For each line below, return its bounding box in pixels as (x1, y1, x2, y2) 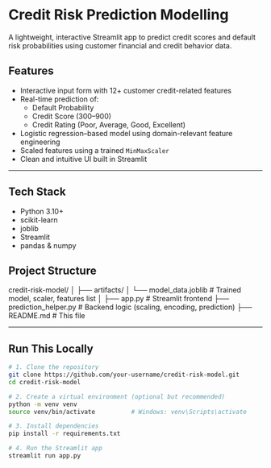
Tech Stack (8, 185, 66, 199)
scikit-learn (19, 215, 58, 225)
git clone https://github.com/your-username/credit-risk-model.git (8, 371, 240, 379)
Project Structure (8, 263, 97, 277)
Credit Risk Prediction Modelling (8, 6, 229, 24)
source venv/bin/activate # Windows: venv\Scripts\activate (8, 408, 248, 416)
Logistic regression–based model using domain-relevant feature (19, 128, 233, 138)
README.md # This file (8, 311, 86, 321)
